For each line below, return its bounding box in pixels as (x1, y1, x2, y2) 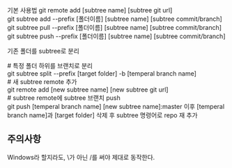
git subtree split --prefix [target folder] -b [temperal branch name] (7, 69, 197, 78)
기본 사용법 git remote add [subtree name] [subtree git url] (7, 6, 173, 14)
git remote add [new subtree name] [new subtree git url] (7, 85, 169, 94)
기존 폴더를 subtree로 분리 (7, 47, 80, 55)
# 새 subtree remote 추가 (7, 78, 77, 85)
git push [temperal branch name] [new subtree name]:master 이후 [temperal (7, 103, 225, 110)
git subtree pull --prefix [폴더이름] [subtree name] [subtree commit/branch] (7, 24, 222, 31)
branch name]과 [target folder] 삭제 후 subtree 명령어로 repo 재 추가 (7, 111, 198, 119)
